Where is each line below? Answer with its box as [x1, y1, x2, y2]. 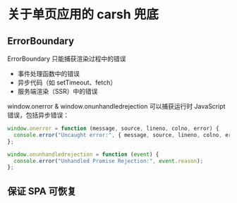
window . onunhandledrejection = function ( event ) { [7, 151, 159, 158]
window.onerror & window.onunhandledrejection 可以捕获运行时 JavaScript [7, 102, 226, 110]
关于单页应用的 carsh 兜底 [7, 6, 159, 23]
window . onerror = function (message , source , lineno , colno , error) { [7, 125, 219, 132]
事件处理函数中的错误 [17, 70, 80, 78]
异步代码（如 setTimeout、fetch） [17, 78, 117, 87]
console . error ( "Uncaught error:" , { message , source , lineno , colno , [13, 131, 222, 138]
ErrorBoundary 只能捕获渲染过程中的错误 [7, 54, 126, 63]
